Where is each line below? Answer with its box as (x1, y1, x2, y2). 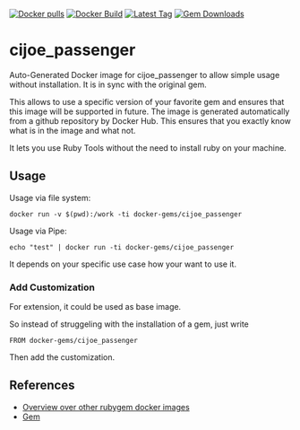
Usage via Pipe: (9, 225, 67, 236)
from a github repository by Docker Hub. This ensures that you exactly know (9, 115, 291, 126)
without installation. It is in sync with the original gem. (9, 79, 208, 90)
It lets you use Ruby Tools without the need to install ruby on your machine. (9, 142, 287, 153)
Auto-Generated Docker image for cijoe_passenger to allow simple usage (9, 69, 280, 80)
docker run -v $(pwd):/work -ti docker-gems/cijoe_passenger (9, 209, 243, 219)
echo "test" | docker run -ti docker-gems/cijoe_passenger (9, 242, 235, 251)
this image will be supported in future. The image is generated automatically (9, 106, 290, 117)
